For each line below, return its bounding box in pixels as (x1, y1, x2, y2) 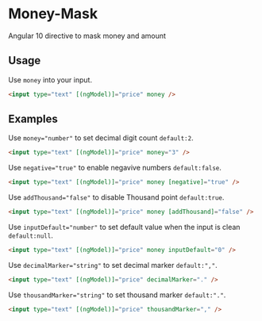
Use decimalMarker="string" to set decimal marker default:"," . (8, 260, 218, 269)
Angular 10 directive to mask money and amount (8, 31, 167, 40)
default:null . (8, 231, 53, 240)
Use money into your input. (8, 75, 93, 84)
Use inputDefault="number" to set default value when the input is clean (8, 223, 241, 232)
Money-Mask (8, 5, 98, 23)
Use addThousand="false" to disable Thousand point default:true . (8, 193, 225, 202)
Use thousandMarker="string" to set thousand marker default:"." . (8, 290, 226, 300)
